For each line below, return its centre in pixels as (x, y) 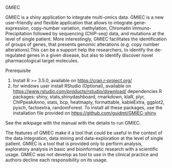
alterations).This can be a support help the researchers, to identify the (80, 50)
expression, (18, 28)
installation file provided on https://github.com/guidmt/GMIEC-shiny (84, 113)
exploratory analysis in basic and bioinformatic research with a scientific (82, 149)
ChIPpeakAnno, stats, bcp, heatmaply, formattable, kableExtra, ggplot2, (89, 102)
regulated (15, 55)
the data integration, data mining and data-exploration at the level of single (84, 138)
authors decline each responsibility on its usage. (56, 160)
